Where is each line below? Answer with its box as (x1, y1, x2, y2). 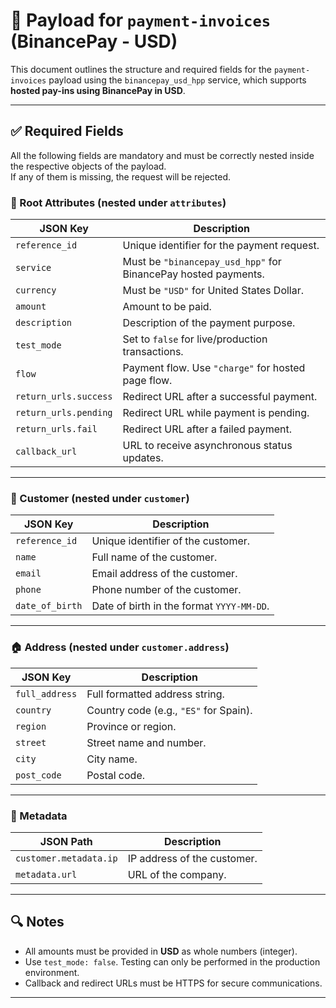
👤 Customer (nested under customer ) (10, 491, 190, 505)
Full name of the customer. (91, 550, 218, 564)
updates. (122, 451, 164, 465)
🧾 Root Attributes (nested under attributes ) (10, 195, 227, 209)
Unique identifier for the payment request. (122, 239, 320, 253)
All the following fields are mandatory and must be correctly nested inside (10, 149, 315, 161)
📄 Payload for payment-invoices (10, 9, 272, 32)
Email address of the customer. (91, 567, 238, 581)
